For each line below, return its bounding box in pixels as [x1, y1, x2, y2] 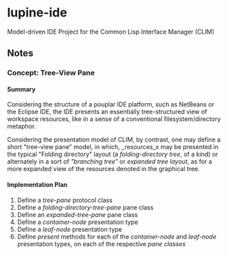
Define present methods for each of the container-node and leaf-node [16, 232, 216, 241]
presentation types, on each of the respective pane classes [16, 239, 186, 248]
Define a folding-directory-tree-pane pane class [16, 203, 154, 211]
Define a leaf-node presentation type [16, 225, 122, 233]
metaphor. [7, 122, 36, 131]
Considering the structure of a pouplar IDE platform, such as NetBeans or [7, 100, 215, 109]
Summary [7, 85, 36, 93]
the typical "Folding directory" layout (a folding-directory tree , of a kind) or [7, 150, 218, 159]
